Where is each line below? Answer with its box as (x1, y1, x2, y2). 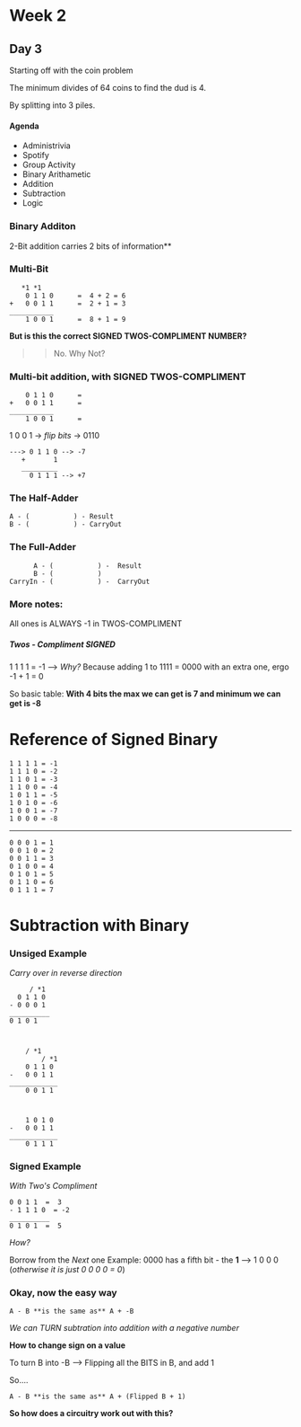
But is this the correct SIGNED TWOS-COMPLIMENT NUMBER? (9, 330, 247, 341)
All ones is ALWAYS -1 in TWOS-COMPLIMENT (9, 617, 183, 629)
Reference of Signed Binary (9, 730, 219, 750)
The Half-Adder (9, 492, 79, 504)
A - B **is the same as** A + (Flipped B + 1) (9, 1392, 186, 1402)
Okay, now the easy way (9, 1286, 118, 1298)
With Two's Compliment (9, 1181, 98, 1192)
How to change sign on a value (9, 1340, 126, 1351)
